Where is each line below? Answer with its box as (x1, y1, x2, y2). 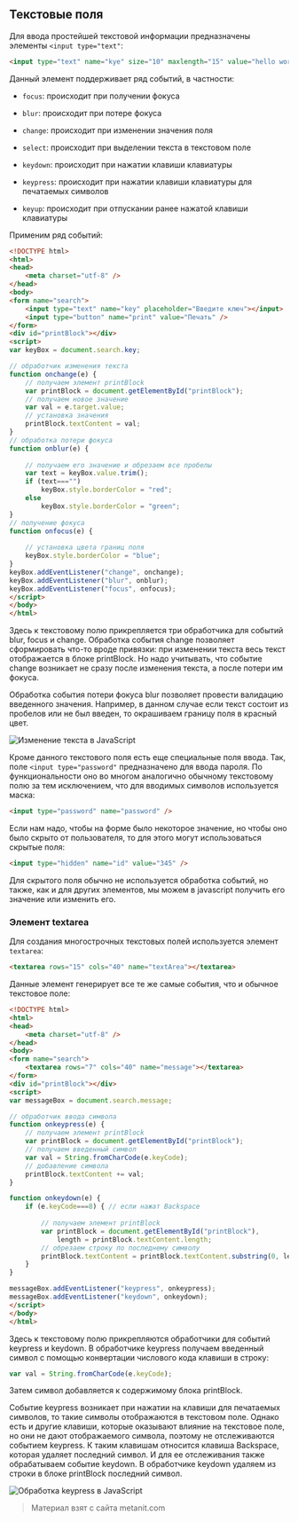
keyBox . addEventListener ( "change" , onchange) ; (9, 568, 184, 577)
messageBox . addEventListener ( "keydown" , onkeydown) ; (9, 1292, 208, 1302)
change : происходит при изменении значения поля (21, 124, 214, 136)
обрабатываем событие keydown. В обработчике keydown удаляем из (9, 1459, 277, 1470)
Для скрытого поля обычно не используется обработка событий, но (9, 875, 269, 885)
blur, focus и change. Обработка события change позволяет (9, 634, 235, 646)
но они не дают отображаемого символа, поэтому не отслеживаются (9, 1431, 275, 1441)
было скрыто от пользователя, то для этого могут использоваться (9, 833, 262, 843)
